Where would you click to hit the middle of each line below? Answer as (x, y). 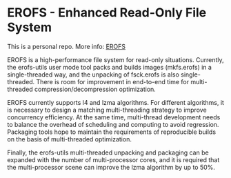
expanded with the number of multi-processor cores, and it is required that (113, 159)
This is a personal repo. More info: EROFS (67, 46)
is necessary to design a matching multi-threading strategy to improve (107, 110)
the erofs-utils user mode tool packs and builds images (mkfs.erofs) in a (110, 67)
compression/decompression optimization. (95, 89)
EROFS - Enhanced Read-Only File (107, 13)
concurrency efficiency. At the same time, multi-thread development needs (114, 117)
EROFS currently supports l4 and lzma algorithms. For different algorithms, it (115, 102)
